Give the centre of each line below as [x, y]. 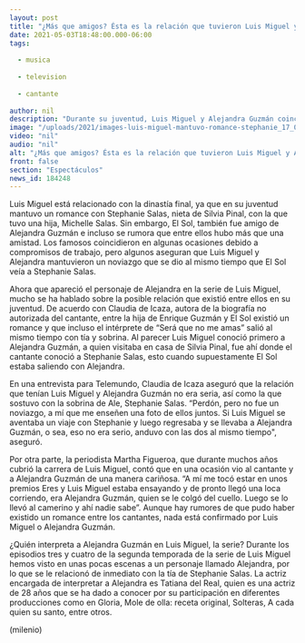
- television [42, 77]
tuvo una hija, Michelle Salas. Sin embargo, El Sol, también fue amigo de [144, 223]
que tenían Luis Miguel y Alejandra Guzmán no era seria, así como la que [146, 394]
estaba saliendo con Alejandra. [67, 366]
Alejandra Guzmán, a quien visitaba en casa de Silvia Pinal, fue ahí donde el [151, 347]
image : [22, 128]
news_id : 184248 [40, 178]
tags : [20, 43]
